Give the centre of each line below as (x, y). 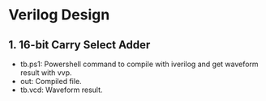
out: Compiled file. (51, 81)
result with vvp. (46, 73)
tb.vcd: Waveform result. (61, 90)
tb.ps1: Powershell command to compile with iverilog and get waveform (139, 64)
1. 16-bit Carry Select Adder (79, 45)
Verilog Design (59, 15)
